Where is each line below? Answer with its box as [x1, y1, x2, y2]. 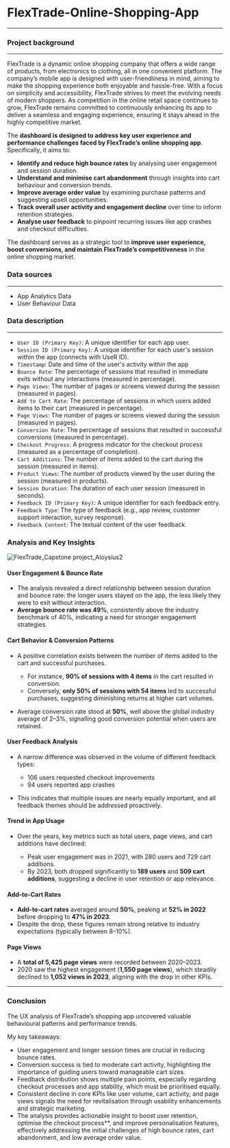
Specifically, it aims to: [7, 146, 71, 154]
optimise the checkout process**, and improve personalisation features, [16, 1119, 220, 1127]
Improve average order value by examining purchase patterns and [16, 189, 206, 197]
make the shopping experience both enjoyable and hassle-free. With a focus [7, 82, 223, 90]
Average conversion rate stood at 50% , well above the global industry [16, 707, 214, 715]
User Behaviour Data [16, 299, 76, 307]
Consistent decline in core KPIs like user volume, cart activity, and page [16, 1089, 220, 1098]
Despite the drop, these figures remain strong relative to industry [16, 920, 200, 929]
